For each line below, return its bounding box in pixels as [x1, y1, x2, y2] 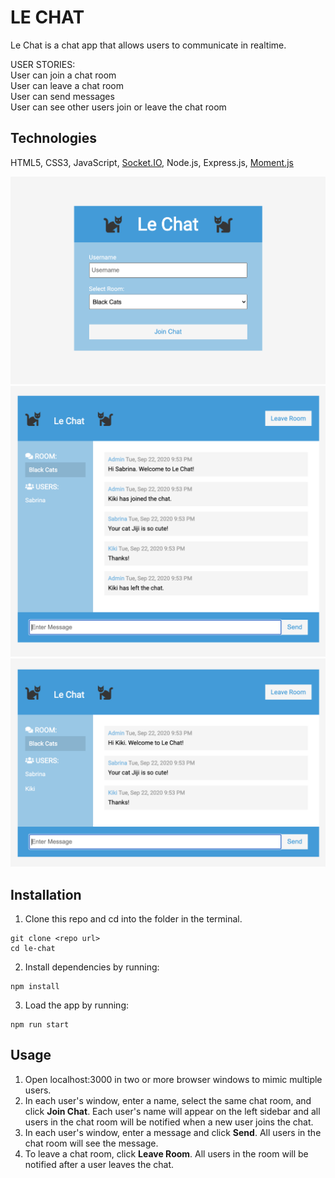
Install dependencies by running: [24, 961, 160, 973]
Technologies [10, 130, 98, 147]
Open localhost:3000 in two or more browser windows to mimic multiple [24, 1073, 323, 1085]
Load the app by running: [24, 999, 129, 1011]
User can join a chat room [10, 69, 117, 81]
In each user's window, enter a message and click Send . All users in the [24, 1126, 322, 1138]
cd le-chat [10, 943, 56, 953]
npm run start [10, 1019, 70, 1030]
